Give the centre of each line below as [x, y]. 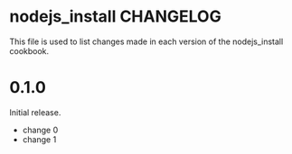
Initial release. [35, 112]
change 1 [39, 139]
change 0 [40, 130]
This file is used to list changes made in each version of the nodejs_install [146, 41]
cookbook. [29, 50]
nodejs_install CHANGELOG [115, 17]
